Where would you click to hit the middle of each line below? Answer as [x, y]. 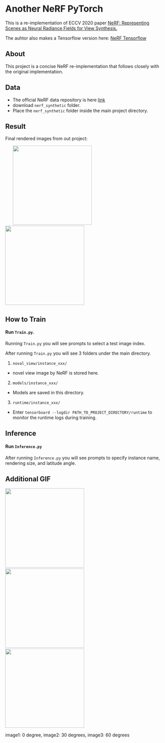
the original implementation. [34, 71]
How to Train [26, 319]
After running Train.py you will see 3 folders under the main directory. [78, 353]
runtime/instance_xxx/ [36, 403]
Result [16, 126]
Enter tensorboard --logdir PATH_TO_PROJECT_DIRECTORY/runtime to [82, 412]
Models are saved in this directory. [48, 392]
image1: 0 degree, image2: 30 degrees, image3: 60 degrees [67, 735]
